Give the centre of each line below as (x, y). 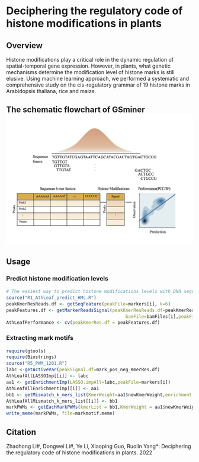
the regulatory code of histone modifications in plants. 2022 (79, 453)
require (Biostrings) (32, 357)
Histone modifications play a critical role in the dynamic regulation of (90, 60)
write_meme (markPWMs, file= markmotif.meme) (61, 413)
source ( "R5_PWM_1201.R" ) (37, 364)
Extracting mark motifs (40, 338)
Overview (25, 45)
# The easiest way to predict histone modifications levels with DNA (94, 292)
